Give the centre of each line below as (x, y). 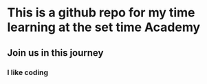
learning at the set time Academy (104, 27)
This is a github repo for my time (101, 13)
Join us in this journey (55, 53)
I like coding (28, 72)
